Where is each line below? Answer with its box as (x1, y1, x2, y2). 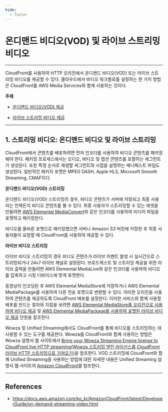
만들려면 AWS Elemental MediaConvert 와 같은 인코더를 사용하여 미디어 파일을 (5, 209, 159, 215)
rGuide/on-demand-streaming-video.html (12, 401, 98, 407)
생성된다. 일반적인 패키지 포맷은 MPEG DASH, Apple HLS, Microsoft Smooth (5, 169, 157, 175)
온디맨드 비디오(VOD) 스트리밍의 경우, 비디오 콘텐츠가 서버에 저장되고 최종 (5, 196, 150, 202)
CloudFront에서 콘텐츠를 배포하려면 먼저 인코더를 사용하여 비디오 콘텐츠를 (5, 150, 150, 156)
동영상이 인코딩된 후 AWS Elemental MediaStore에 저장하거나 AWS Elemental (5, 283, 159, 289)
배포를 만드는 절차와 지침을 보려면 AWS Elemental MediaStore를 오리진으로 (5, 302, 153, 308)
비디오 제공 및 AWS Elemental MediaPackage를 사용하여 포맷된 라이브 (14, 308, 154, 314)
